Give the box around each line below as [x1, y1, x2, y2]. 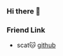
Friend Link [6, 24, 45, 34]
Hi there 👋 [6, 6, 41, 16]
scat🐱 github [16, 41, 56, 50]
